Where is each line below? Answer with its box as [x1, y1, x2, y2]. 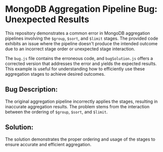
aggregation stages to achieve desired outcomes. [5, 71, 106, 77]
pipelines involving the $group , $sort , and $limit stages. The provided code [5, 35, 159, 41]
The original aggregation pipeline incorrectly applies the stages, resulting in [5, 98, 158, 104]
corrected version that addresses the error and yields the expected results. [5, 61, 157, 66]
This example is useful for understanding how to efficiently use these [5, 65, 145, 72]
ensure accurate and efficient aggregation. [5, 141, 92, 147]
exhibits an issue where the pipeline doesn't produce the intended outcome [5, 40, 158, 46]
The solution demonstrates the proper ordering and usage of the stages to [5, 136, 156, 142]
